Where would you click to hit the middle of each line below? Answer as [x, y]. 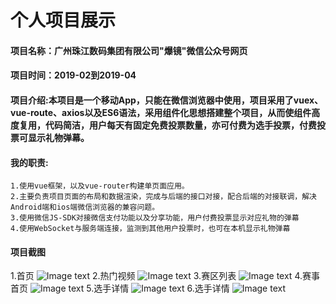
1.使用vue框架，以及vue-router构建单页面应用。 [100, 186]
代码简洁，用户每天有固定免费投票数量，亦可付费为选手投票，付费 [180, 125]
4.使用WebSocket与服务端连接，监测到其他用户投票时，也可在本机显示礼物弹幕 [150, 229]
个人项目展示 [63, 20]
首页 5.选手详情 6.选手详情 [120, 288]
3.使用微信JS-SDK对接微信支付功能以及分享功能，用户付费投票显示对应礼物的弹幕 [155, 218]
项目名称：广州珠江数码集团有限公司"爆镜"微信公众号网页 [129, 50]
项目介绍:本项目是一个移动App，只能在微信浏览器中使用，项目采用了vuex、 [167, 100]
